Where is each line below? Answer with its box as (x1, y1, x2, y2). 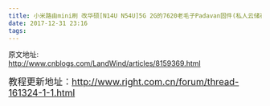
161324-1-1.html (8, 88, 76, 99)
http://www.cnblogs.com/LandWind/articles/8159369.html (8, 59, 201, 68)
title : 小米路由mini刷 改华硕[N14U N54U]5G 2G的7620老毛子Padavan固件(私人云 (8, 11, 255, 20)
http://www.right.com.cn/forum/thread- (72, 76, 239, 88)
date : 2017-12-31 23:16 (8, 19, 88, 27)
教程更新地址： (8, 76, 72, 88)
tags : (8, 26, 27, 35)
